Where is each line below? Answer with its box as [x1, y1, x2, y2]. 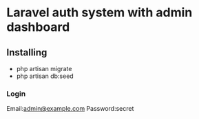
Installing [6, 47, 48, 58]
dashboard [6, 19, 70, 35]
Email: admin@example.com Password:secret [6, 105, 134, 113]
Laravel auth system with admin [6, 5, 193, 21]
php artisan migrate [16, 65, 72, 72]
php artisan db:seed [16, 72, 74, 80]
